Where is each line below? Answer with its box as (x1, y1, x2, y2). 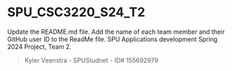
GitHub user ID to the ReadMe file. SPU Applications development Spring (7, 34, 218, 43)
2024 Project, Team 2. (7, 42, 72, 51)
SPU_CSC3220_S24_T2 (7, 4, 146, 20)
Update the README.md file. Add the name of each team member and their (7, 27, 225, 36)
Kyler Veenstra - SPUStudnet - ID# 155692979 (24, 56, 159, 64)
